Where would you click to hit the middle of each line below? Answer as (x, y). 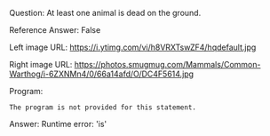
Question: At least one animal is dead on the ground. (105, 13)
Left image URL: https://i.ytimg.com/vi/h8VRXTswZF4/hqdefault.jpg (133, 47)
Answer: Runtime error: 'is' (58, 124)
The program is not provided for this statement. (103, 108)
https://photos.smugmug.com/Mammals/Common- (167, 64)
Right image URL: (41, 64)
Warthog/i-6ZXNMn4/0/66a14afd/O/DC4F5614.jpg (101, 74)
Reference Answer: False (55, 30)
